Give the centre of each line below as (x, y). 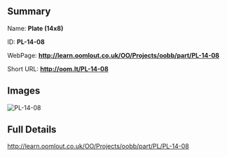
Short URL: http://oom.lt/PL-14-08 (58, 68)
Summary (29, 12)
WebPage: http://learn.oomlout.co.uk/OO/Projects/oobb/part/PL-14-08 (113, 55)
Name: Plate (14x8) (35, 28)
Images (24, 91)
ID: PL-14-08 (26, 42)
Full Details (32, 129)
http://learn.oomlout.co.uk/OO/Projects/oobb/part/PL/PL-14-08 (98, 147)
